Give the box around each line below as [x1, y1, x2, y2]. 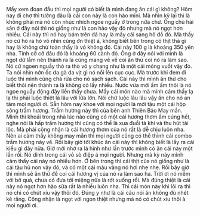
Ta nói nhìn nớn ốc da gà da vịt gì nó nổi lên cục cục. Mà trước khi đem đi [6, 69, 187, 76]
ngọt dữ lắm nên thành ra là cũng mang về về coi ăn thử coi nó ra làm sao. [6, 57, 189, 63]
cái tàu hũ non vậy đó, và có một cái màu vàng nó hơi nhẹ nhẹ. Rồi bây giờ [6, 164, 189, 171]
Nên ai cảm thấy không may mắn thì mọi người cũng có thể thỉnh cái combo [6, 132, 192, 139]
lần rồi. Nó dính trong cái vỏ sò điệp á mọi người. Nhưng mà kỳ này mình [6, 151, 184, 158]
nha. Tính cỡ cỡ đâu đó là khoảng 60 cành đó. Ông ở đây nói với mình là [6, 50, 183, 57]
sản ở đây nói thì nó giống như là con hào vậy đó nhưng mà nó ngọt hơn [6, 24, 183, 32]
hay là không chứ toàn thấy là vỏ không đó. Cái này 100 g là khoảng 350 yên [6, 43, 194, 51]
